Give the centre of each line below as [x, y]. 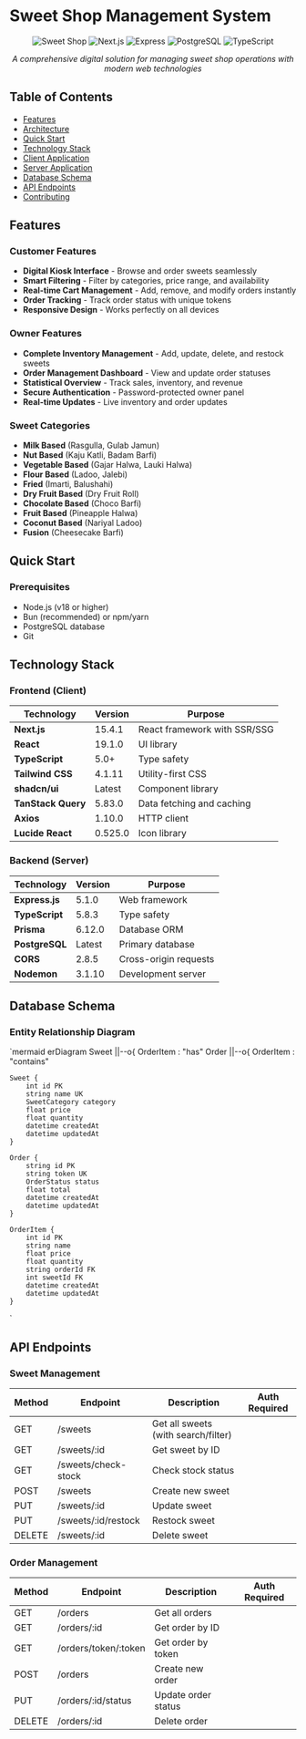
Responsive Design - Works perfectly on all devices [121, 310]
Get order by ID [187, 1628]
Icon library [162, 833]
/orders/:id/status [95, 1701]
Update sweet [182, 1506]
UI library [158, 744]
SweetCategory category [71, 1102]
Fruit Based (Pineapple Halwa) [80, 513]
